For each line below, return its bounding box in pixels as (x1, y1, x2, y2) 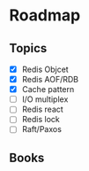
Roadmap (9, 5, 81, 26)
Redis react (21, 104, 63, 115)
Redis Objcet (21, 64, 69, 74)
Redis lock (21, 114, 60, 125)
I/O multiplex (21, 94, 69, 105)
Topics (9, 41, 48, 56)
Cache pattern (21, 84, 75, 95)
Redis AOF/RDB (21, 74, 79, 85)
